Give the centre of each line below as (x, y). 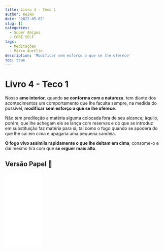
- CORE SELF (22, 37)
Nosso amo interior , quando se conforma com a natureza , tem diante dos (81, 98)
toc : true (15, 60)
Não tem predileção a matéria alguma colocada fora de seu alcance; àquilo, (82, 118)
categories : (17, 28)
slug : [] (14, 23)
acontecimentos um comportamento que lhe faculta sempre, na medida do (81, 103)
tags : (11, 42)
